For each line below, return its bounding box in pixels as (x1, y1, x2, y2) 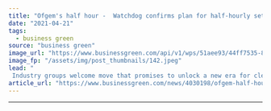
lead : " (8, 64, 35, 72)
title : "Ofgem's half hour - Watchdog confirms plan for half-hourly (8, 11, 251, 20)
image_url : (8, 49, 45, 57)
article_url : (8, 79, 52, 87)
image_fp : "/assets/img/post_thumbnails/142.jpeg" (8, 57, 182, 65)
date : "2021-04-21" (8, 19, 74, 27)
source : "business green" (8, 42, 95, 50)
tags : (8, 27, 27, 35)
